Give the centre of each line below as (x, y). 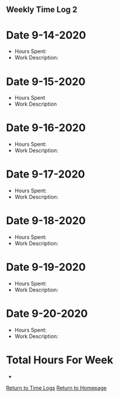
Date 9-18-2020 (46, 221)
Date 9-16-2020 (46, 128)
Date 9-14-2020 (46, 35)
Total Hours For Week (59, 360)
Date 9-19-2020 (46, 267)
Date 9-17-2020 (45, 174)
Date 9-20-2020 (47, 314)
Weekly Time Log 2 (42, 10)
